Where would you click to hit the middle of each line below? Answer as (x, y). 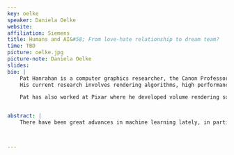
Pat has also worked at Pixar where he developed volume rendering (119, 97)
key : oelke (23, 14)
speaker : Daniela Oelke (42, 20)
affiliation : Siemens (39, 33)
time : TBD (22, 46)
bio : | (17, 72)
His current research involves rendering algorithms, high (107, 85)
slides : (18, 65)
